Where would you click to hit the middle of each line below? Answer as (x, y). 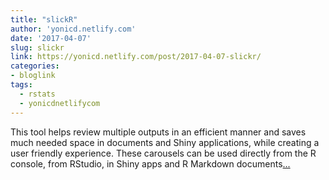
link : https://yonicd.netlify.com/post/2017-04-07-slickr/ (136, 57)
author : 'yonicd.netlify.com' (73, 29)
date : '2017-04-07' (51, 38)
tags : (21, 85)
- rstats (37, 94)
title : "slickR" (44, 19)
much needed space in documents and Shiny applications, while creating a (165, 142)
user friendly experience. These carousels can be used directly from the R (163, 153)
